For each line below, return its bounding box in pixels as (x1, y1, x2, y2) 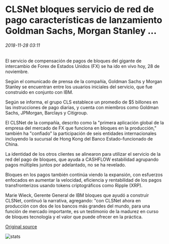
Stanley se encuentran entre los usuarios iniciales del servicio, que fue (5, 84, 153, 90)
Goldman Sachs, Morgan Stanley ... (5, 25, 157, 37)
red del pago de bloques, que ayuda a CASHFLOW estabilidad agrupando (5, 156, 159, 163)
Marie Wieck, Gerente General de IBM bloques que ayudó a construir (5, 192, 149, 198)
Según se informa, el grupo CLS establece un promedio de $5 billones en (5, 99, 158, 105)
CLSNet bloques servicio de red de (5, 4, 154, 15)
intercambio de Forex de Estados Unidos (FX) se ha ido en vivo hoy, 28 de (5, 63, 160, 69)
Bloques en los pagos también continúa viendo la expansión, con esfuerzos (5, 171, 163, 178)
